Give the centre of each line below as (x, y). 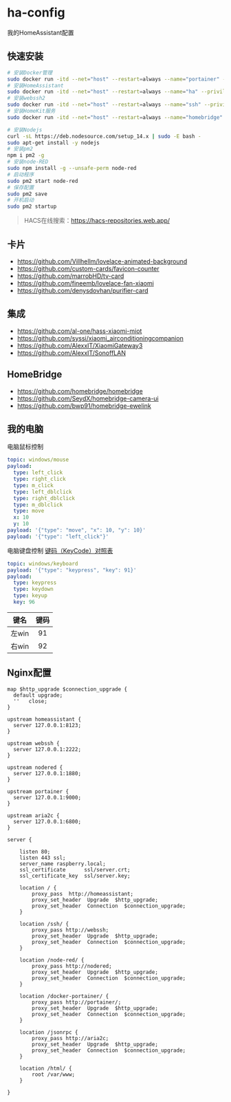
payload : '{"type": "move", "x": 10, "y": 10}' (77, 530)
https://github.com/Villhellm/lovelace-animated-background (102, 261)
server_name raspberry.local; (63, 864)
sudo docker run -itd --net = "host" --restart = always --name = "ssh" (104, 105)
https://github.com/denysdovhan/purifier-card (83, 290)
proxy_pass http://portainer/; (77, 1002)
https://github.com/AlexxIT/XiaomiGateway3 (80, 345)
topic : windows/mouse (38, 460)
